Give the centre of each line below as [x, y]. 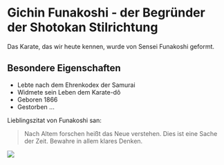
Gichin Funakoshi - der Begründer [106, 13]
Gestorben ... [36, 107]
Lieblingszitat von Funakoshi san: [54, 120]
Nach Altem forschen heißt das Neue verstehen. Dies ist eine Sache [121, 133]
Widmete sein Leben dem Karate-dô [69, 92]
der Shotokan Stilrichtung [83, 27]
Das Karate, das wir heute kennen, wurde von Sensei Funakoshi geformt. [111, 46]
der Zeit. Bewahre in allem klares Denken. [83, 141]
